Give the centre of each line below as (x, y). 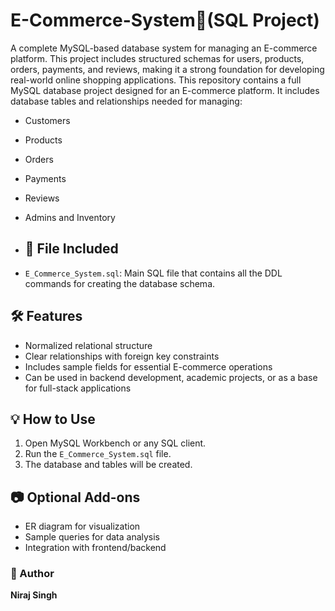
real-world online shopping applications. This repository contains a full (156, 80)
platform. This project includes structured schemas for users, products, (157, 58)
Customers (47, 120)
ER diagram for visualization (82, 526)
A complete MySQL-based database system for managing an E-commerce (164, 48)
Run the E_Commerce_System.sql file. (98, 454)
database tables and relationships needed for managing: (126, 101)
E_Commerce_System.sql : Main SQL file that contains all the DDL (153, 273)
